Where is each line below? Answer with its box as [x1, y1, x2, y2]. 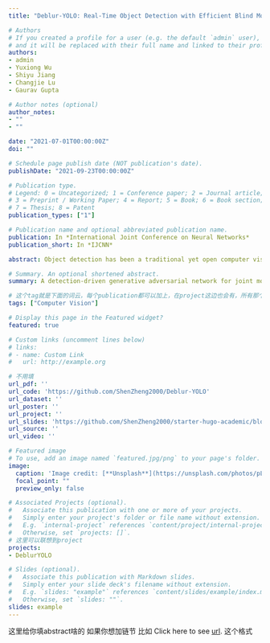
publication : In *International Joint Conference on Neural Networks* [8, 233, 250, 241]
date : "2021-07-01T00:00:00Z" [8, 137, 110, 145]
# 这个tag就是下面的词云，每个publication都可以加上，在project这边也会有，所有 [8, 292, 253, 300]
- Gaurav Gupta [8, 86, 59, 94]
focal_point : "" [15, 477, 70, 485]
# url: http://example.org [8, 358, 106, 367]
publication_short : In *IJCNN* [8, 240, 113, 249]
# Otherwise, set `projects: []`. [8, 528, 131, 537]
